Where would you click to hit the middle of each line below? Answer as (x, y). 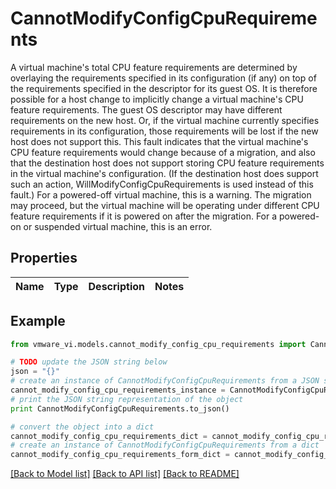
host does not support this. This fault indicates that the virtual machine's (159, 141)
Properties (44, 258)
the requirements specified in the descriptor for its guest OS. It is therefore (164, 88)
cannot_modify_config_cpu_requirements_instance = (118, 390)
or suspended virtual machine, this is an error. (118, 226)
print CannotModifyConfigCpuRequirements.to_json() (120, 408)
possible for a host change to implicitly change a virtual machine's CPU (157, 99)
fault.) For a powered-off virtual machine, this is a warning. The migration (161, 194)
